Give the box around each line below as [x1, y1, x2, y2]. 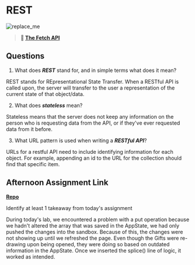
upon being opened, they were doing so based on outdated [27, 240, 170, 247]
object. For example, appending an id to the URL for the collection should [6, 154, 182, 161]
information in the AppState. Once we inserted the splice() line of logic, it [6, 247, 182, 254]
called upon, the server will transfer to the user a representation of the [6, 84, 175, 91]
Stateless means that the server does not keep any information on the [6, 113, 174, 120]
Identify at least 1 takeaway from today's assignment [6, 204, 133, 211]
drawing [6, 240, 26, 247]
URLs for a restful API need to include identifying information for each [6, 148, 174, 155]
